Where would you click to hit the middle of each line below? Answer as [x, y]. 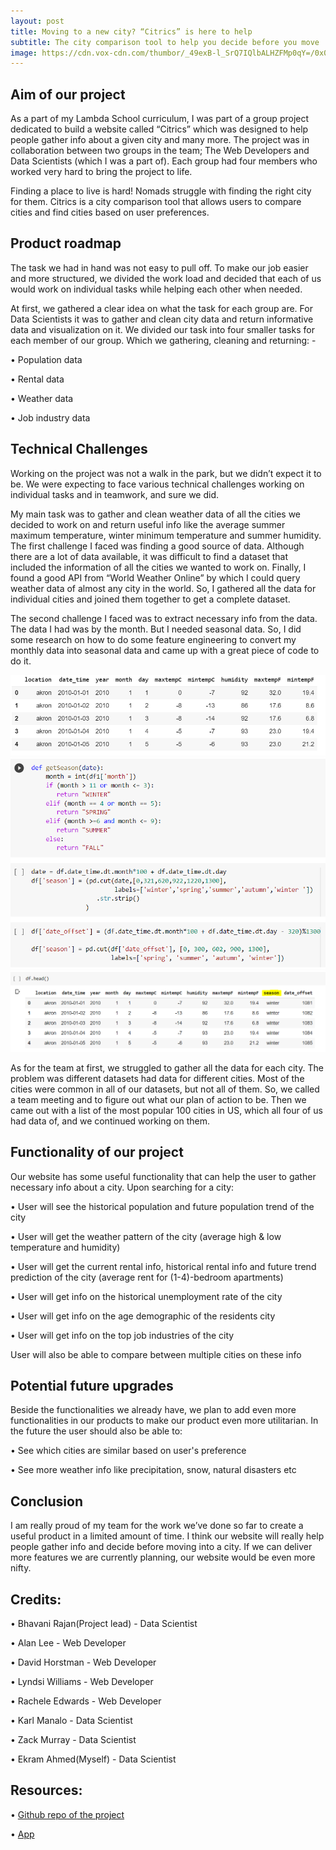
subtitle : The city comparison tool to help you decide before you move [165, 42]
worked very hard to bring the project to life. [101, 172]
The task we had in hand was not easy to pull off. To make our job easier [159, 267]
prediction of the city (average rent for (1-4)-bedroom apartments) [147, 1277]
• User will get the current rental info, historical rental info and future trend [163, 1266]
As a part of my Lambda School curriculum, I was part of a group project [160, 119]
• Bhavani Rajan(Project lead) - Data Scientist [104, 1624]
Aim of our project [68, 94]
